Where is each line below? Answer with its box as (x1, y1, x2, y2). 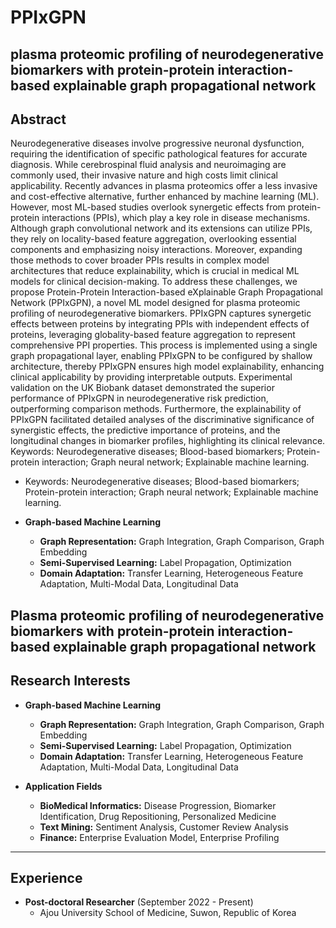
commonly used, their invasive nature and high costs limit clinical (10, 169, 279, 181)
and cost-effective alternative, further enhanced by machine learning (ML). (10, 191, 320, 203)
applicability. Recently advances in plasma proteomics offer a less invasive (10, 180, 318, 192)
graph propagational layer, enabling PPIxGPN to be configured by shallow (10, 350, 313, 362)
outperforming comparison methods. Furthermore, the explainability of (10, 403, 302, 415)
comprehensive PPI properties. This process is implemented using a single (10, 339, 318, 351)
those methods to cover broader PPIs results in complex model (10, 254, 270, 266)
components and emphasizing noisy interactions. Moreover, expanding (10, 244, 303, 256)
